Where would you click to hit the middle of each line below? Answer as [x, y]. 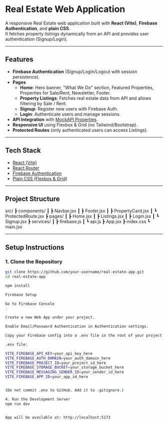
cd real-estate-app [25, 276]
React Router [26, 168]
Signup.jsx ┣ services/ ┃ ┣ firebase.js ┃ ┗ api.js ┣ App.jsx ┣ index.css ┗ [78, 222]
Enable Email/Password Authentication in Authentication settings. [77, 326]
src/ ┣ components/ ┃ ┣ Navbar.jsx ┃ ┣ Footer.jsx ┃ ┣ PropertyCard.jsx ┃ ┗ [81, 211]
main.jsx [14, 227]
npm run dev [17, 404]
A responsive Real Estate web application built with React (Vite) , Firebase [81, 23]
